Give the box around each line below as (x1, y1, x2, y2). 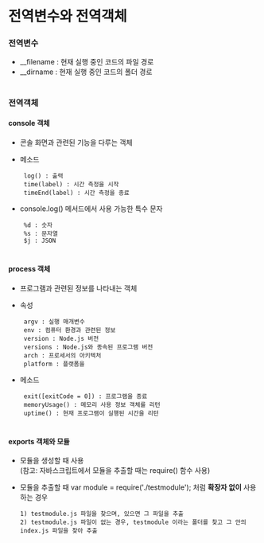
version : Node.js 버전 (23, 334, 99, 342)
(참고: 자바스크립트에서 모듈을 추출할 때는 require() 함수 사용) (19, 466, 211, 475)
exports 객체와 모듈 (8, 436, 70, 446)
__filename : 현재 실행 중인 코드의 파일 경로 (19, 57, 154, 67)
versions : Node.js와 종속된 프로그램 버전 (23, 343, 153, 351)
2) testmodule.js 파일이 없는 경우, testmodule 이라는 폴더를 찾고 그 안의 (19, 518, 247, 526)
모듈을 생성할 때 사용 (19, 455, 84, 466)
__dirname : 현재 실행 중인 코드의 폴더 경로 (19, 67, 153, 76)
